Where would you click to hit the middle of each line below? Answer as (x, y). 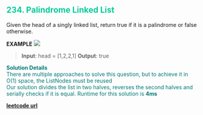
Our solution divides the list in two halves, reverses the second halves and (100, 87)
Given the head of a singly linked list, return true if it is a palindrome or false (102, 24)
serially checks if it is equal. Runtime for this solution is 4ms (82, 94)
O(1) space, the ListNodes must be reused (59, 80)
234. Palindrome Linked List (61, 10)
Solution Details (27, 67)
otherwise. (20, 31)
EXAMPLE (19, 44)
